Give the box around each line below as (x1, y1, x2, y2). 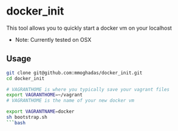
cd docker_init (6, 75, 45, 81)
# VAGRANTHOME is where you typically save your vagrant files (6, 86, 170, 92)
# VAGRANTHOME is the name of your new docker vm (6, 98, 135, 104)
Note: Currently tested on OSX (15, 36, 92, 43)
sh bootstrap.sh (6, 114, 47, 120)
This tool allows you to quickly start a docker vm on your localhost (6, 24, 172, 32)
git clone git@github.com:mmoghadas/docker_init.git (6, 70, 143, 76)
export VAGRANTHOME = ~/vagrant (6, 92, 83, 98)
